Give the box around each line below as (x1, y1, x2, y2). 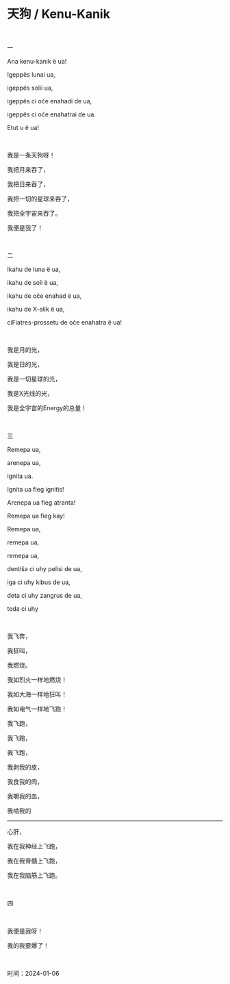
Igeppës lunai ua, (7, 70, 56, 79)
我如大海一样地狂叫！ (7, 690, 67, 698)
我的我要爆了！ (7, 941, 49, 949)
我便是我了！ (7, 223, 43, 231)
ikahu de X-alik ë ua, (7, 305, 65, 313)
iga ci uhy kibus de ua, (7, 578, 71, 586)
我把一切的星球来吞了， (7, 194, 73, 203)
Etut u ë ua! (7, 123, 40, 131)
